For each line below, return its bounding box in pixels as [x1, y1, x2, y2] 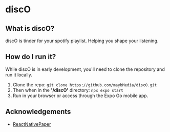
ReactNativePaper [12, 121, 51, 127]
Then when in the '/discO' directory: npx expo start [12, 87, 124, 93]
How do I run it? [5, 52, 56, 61]
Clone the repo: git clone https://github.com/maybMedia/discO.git [12, 81, 157, 88]
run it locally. [5, 71, 32, 78]
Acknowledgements [5, 107, 71, 116]
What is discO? [5, 24, 55, 33]
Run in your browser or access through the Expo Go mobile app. [12, 92, 148, 99]
